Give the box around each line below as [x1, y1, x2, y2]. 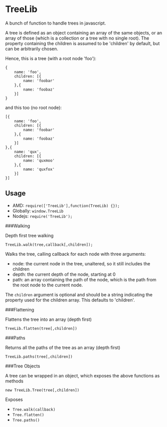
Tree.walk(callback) [12, 407, 56, 412]
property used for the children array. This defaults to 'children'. [5, 297, 135, 303]
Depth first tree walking [5, 232, 54, 238]
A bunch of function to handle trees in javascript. [5, 20, 106, 26]
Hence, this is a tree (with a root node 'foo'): [5, 55, 97, 61]
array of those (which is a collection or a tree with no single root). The [5, 35, 149, 41]
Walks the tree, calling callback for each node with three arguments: [5, 251, 146, 257]
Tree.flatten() [12, 412, 45, 417]
